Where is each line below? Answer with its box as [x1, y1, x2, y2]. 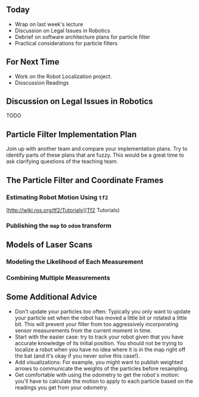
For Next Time [6, 57, 59, 67]
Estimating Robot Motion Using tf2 [6, 193, 109, 201]
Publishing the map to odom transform [6, 221, 112, 229]
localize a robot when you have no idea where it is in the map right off [14, 346, 186, 353]
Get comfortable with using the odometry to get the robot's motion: [14, 371, 179, 378]
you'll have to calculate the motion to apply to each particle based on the [14, 377, 194, 384]
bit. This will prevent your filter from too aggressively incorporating [14, 320, 179, 327]
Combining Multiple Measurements [6, 274, 110, 282]
